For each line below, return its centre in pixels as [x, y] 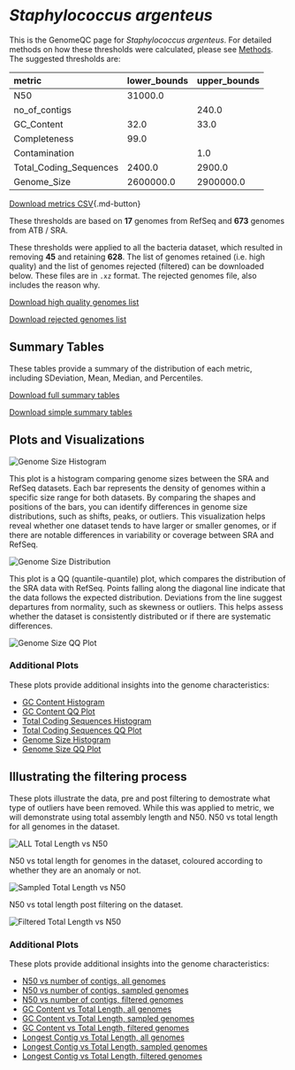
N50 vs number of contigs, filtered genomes [102, 999]
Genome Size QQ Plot [61, 749]
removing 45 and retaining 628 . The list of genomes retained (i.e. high [137, 257]
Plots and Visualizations [77, 440]
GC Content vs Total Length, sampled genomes [108, 1018]
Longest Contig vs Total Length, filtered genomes [112, 1056]
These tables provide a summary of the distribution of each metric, [131, 368]
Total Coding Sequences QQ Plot [82, 730]
